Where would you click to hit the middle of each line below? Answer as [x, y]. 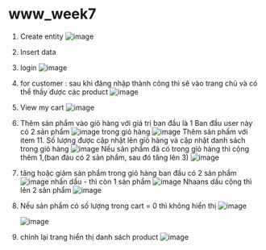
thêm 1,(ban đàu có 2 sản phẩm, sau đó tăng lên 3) [104, 157]
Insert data [38, 52]
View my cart [42, 107]
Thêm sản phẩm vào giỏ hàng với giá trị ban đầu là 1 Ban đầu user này [136, 123]
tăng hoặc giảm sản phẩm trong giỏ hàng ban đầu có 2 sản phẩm [128, 173]
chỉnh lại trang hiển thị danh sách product [89, 237]
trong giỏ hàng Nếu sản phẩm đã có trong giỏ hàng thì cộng [135, 148]
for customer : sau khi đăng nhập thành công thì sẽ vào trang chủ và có [139, 83]
